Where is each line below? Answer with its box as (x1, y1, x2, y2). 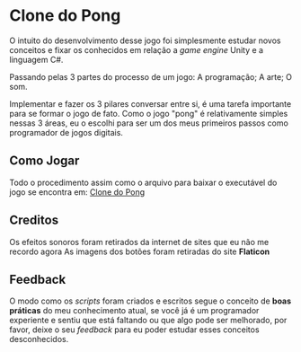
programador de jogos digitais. (9, 127, 124, 137)
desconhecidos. (9, 334, 69, 345)
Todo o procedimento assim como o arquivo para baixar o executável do (9, 177, 278, 188)
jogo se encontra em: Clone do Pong (9, 186, 146, 198)
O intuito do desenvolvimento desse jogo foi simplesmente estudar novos (9, 35, 281, 46)
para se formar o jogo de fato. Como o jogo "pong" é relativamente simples (9, 108, 288, 119)
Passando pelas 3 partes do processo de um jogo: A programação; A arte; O (9, 71, 292, 82)
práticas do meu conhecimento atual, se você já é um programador (9, 305, 260, 316)
